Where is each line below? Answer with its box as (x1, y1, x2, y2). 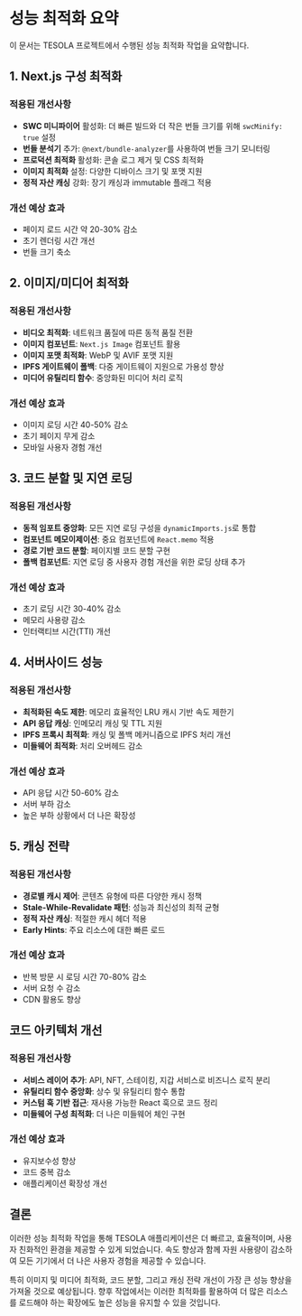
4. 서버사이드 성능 (9, 655, 104, 670)
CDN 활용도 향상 (22, 994, 81, 1004)
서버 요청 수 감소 (22, 982, 81, 994)
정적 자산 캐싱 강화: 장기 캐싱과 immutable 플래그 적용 (22, 177, 212, 188)
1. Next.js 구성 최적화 (9, 69, 123, 84)
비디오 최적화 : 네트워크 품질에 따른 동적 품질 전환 (22, 327, 194, 338)
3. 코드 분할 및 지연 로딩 (9, 471, 133, 486)
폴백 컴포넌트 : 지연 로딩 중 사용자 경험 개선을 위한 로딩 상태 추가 (22, 556, 246, 567)
